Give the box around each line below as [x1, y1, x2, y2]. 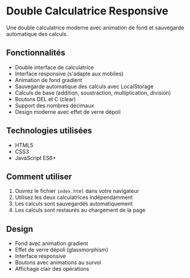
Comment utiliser [6, 171, 72, 182]
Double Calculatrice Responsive [6, 4, 168, 18]
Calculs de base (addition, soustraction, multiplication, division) [14, 89, 171, 96]
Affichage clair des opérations [14, 265, 90, 273]
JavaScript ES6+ [14, 154, 57, 161]
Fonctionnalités [6, 48, 66, 58]
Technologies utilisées [6, 126, 93, 136]
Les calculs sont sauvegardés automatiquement [14, 200, 133, 207]
